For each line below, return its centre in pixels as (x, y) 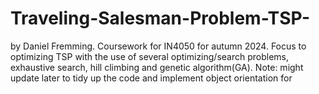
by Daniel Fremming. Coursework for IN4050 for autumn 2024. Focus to (158, 46)
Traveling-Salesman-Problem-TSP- (160, 18)
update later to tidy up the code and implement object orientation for (151, 78)
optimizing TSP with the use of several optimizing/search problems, (150, 56)
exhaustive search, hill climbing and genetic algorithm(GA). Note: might (157, 67)
